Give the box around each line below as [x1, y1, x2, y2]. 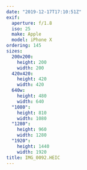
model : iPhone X [11, 37, 52, 43]
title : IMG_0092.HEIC [6, 154, 61, 160]
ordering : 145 [6, 43, 42, 49]
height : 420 [17, 76, 47, 82]
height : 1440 [17, 143, 50, 150]
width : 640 [17, 98, 44, 104]
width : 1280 [17, 132, 47, 139]
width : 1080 [17, 115, 47, 121]
